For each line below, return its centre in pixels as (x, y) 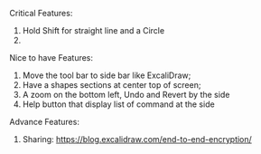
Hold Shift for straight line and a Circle (93, 30)
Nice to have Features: (51, 58)
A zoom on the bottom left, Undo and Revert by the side (126, 95)
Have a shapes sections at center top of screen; (112, 85)
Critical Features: (41, 13)
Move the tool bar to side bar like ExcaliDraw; (107, 75)
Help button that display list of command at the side (118, 104)
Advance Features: (44, 122)
